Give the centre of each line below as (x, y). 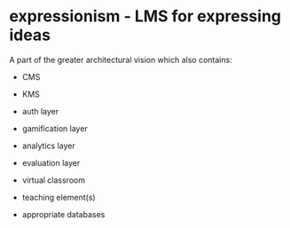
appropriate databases (63, 214)
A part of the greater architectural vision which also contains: (121, 59)
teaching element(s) (59, 197)
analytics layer (48, 145)
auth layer (40, 111)
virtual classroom (54, 180)
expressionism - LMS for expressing (145, 16)
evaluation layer (51, 162)
